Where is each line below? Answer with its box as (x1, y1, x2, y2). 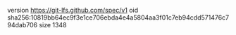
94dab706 (7, 21, 37, 29)
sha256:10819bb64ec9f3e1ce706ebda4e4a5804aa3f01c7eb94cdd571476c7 (7, 13, 230, 22)
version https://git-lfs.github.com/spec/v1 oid (7, 6, 139, 14)
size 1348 (38, 21, 67, 29)
